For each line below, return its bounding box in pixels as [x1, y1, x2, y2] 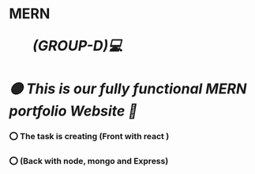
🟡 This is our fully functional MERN [9, 80, 247, 98]
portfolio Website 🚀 [9, 102, 137, 120]
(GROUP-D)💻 [32, 37, 123, 55]
